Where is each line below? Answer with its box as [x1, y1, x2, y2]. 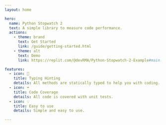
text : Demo [17, 53, 41, 58]
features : [4, 66, 25, 72]
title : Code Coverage [13, 90, 58, 95]
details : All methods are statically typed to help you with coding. [13, 80, 161, 86]
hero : [4, 16, 16, 21]
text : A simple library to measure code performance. [9, 25, 122, 30]
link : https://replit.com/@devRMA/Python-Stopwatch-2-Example [17, 58, 149, 62]
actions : [9, 30, 27, 35]
